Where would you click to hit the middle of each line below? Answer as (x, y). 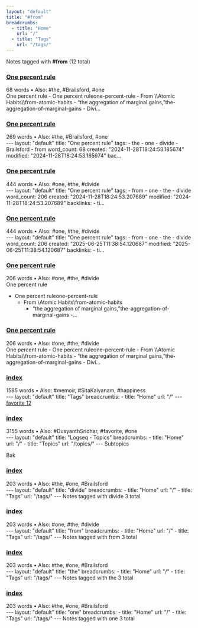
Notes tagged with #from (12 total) (48, 61)
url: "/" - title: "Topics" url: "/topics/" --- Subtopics (67, 444)
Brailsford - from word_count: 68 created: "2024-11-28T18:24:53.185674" (95, 149)
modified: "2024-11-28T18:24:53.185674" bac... (64, 156)
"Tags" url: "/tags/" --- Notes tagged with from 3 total (72, 537)
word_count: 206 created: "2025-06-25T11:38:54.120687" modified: (89, 244)
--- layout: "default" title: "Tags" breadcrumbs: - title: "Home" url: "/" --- (94, 396)
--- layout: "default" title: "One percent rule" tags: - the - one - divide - (92, 143)
